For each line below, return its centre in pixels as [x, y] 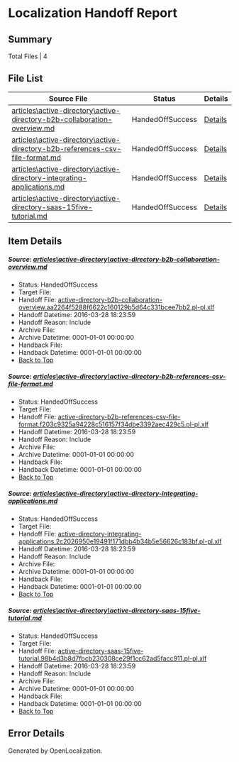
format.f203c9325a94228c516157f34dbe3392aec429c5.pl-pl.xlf [113, 424]
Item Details [35, 242]
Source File [68, 99]
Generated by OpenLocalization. [55, 751]
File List [26, 78]
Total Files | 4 [28, 56]
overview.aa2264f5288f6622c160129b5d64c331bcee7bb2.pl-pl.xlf [116, 307]
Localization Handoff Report [93, 13]
